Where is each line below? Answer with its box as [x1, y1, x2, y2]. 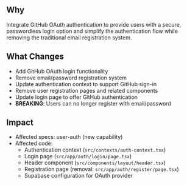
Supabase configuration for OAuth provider [24, 172, 133, 180]
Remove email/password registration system [15, 74, 127, 81]
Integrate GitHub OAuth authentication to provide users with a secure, [6, 21, 182, 28]
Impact [6, 118, 34, 128]
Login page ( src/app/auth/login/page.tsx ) [24, 153, 132, 160]
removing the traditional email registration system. [6, 33, 132, 41]
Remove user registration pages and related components [15, 87, 158, 94]
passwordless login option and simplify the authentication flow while [6, 27, 178, 35]
